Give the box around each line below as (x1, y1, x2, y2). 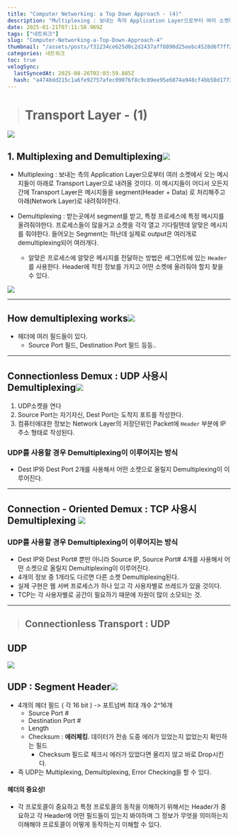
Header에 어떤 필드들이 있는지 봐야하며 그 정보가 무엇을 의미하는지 (44, 811, 229, 819)
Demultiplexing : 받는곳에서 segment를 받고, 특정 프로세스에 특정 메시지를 (17, 212, 225, 221)
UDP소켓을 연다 (17, 402, 62, 410)
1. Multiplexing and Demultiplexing (7, 150, 163, 162)
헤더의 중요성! (7, 785, 46, 794)
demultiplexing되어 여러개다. (17, 238, 99, 247)
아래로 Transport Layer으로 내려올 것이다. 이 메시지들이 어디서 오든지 (36, 179, 229, 188)
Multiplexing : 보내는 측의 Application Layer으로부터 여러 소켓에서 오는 (17, 170, 216, 179)
